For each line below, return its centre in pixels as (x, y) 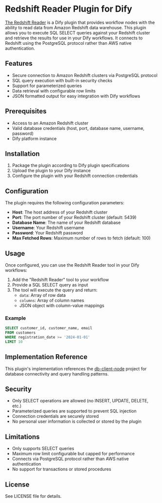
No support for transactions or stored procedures (62, 469)
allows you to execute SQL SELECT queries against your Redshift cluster (78, 33)
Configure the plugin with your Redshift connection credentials (75, 176)
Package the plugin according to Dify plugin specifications (71, 165)
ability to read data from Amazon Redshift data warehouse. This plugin (76, 27)
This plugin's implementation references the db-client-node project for (76, 369)
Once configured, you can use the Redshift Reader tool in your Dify (72, 265)
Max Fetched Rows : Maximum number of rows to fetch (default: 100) (81, 238)
